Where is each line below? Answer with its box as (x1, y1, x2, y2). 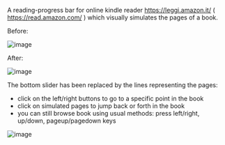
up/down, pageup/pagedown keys (17, 116, 116, 125)
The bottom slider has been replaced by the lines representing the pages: (7, 81, 218, 89)
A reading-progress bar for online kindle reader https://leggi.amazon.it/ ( (7, 6, 216, 14)
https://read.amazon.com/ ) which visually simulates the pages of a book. (7, 13, 218, 22)
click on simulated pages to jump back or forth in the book (17, 102, 185, 110)
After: (7, 54, 24, 62)
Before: (7, 27, 29, 35)
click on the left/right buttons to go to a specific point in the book (17, 94, 204, 102)
